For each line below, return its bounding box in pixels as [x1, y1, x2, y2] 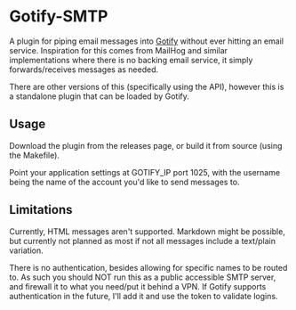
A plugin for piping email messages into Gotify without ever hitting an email [9, 36, 284, 46]
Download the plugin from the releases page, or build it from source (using [9, 140, 283, 151]
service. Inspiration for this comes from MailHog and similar [9, 45, 228, 55]
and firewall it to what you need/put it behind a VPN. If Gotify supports [9, 281, 267, 291]
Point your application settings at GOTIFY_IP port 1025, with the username [9, 167, 281, 177]
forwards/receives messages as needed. [9, 64, 159, 75]
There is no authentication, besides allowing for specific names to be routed [9, 262, 288, 273]
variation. [9, 245, 44, 256]
